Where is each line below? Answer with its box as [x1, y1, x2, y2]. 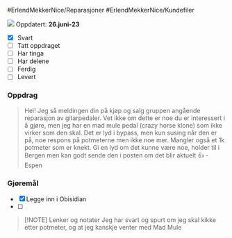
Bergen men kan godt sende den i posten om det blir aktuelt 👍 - [24, 151, 209, 159]
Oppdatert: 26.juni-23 [15, 20, 80, 28]
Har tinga [17, 49, 44, 58]
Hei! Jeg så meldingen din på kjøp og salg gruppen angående [24, 106, 201, 114]
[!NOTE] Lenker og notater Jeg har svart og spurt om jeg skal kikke [24, 215, 217, 224]
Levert [17, 73, 36, 81]
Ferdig [17, 65, 36, 74]
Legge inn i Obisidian [26, 194, 87, 203]
